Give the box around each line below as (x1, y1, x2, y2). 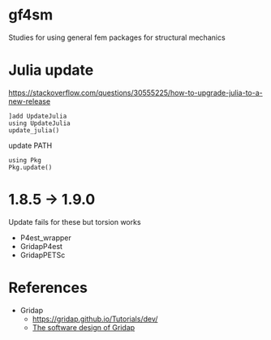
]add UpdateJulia (8, 112, 67, 120)
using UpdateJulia (8, 119, 71, 127)
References (8, 278, 88, 297)
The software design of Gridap (32, 322, 135, 332)
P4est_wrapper (19, 233, 71, 243)
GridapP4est (19, 241, 63, 251)
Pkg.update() (8, 163, 53, 171)
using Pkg (8, 156, 42, 164)
